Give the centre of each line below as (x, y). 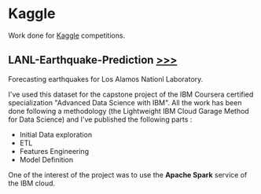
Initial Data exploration (56, 134)
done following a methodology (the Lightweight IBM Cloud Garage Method (129, 111)
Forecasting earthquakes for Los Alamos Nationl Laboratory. (106, 79)
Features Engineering (54, 151)
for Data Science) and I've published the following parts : (100, 119)
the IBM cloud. (32, 183)
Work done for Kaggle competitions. (67, 35)
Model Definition (46, 159)
